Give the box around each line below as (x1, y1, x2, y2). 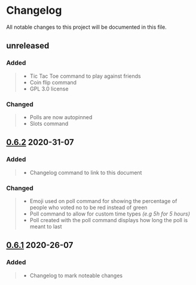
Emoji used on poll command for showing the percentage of (29, 197, 177, 204)
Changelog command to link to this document (29, 169, 142, 176)
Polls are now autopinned (29, 113, 93, 120)
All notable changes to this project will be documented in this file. (6, 23, 167, 31)
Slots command (29, 120, 69, 127)
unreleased (6, 41, 50, 51)
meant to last (29, 223, 62, 230)
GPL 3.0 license (29, 85, 69, 92)
